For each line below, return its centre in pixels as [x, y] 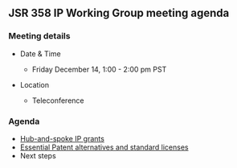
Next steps [38, 155]
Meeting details [39, 36]
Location [35, 84]
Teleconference [58, 100]
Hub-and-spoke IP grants [62, 138]
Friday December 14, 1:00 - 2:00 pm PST [99, 69]
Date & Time [41, 53]
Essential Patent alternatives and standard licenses [104, 147]
